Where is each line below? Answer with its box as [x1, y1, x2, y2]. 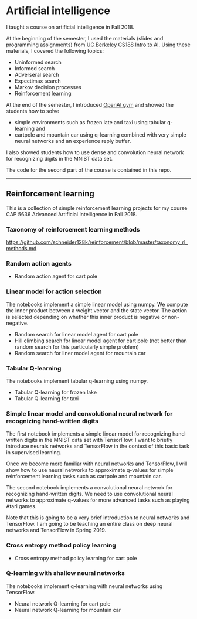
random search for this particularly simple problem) [14, 343, 140, 350]
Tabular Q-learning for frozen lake [14, 389, 97, 396]
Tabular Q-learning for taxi [14, 394, 79, 402]
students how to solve [6, 107, 60, 114]
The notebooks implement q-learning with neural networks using [6, 582, 163, 590]
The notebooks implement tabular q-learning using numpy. [6, 377, 148, 385]
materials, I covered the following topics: [6, 47, 104, 54]
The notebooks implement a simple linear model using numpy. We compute [6, 301, 188, 308]
